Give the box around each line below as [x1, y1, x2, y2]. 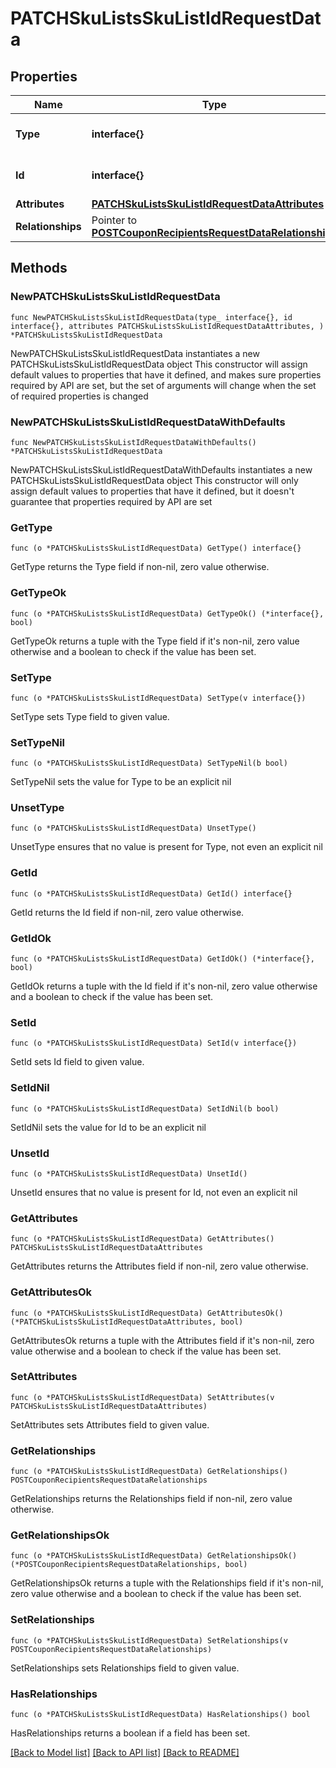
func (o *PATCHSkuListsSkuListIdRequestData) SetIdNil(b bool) [10, 1103, 280, 1114]
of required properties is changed [10, 390, 149, 402]
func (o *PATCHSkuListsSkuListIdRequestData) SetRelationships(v [10, 1635, 288, 1646]
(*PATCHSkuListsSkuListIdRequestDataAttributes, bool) [10, 1317, 244, 1327]
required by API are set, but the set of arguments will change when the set [10, 379, 317, 391]
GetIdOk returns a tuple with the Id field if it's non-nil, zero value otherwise [10, 980, 318, 992]
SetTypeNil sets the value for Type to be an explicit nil [10, 776, 232, 788]
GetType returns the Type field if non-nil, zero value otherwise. [10, 561, 270, 573]
